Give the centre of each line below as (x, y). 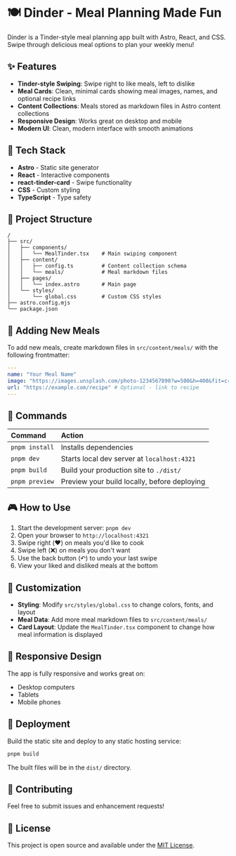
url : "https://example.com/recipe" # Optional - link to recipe (103, 387)
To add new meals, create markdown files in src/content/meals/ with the (113, 348)
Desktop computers (46, 687)
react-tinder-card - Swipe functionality (74, 182)
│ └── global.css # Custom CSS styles (84, 297)
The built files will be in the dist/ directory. (70, 767)
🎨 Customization (44, 587)
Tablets (28, 694)
